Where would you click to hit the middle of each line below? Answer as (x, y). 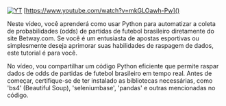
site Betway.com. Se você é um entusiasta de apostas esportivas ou (103, 38)
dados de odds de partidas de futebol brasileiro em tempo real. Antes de (110, 73)
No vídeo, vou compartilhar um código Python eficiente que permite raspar (113, 66)
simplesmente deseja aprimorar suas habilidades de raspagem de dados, (110, 45)
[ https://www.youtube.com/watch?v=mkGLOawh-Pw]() (102, 11)
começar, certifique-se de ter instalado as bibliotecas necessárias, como (110, 81)
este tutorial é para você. (42, 53)
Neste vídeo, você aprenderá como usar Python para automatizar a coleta (111, 24)
